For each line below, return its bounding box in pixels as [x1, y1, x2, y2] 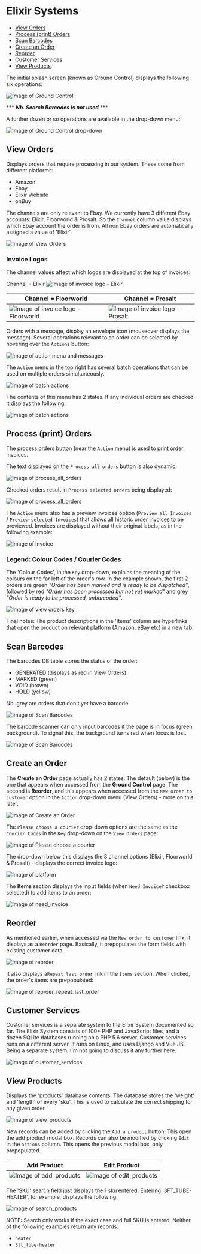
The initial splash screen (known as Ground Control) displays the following [6, 74, 190, 81]
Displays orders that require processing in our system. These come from [6, 160, 185, 168]
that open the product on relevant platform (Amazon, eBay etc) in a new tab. [6, 624, 194, 632]
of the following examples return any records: [6, 1223, 118, 1230]
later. [6, 800, 19, 807]
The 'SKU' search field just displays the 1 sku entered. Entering [6, 1187, 162, 1194]
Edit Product [103, 1161, 140, 1170]
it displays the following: [6, 400, 66, 407]
